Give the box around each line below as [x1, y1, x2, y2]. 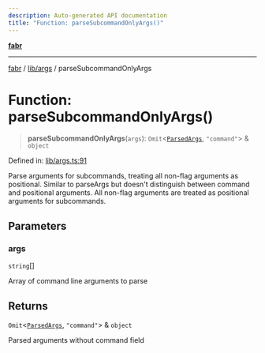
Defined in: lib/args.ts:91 [8, 156, 87, 166]
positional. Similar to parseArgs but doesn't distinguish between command [8, 179, 250, 190]
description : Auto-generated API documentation [8, 11, 168, 20]
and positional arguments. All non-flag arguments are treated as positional [8, 188, 250, 197]
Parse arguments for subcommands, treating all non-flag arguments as [8, 171, 239, 181]
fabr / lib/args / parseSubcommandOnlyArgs [8, 63, 152, 73]
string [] [8, 261, 35, 271]
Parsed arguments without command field [8, 335, 144, 344]
